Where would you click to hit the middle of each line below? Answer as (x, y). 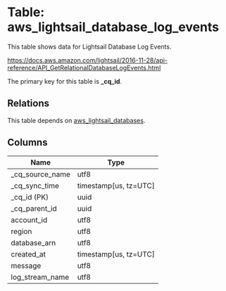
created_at (29, 254)
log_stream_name (40, 277)
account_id (29, 220)
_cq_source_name (40, 174)
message (26, 266)
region (21, 231)
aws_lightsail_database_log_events (113, 27)
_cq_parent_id (34, 208)
